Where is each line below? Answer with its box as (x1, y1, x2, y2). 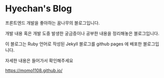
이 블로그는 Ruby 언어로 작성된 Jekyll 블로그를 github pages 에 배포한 (5, 40, 142, 47)
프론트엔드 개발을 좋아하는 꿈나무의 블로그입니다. (5, 20, 100, 26)
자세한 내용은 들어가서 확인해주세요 (5, 57, 73, 63)
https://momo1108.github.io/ (5, 67, 63, 73)
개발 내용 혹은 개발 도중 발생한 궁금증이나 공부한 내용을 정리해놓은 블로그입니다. (5, 30, 160, 36)
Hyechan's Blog (5, 3, 72, 14)
